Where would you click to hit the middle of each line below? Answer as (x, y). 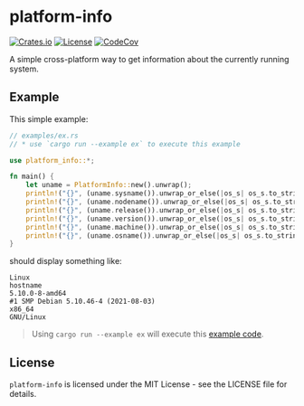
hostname (26, 286)
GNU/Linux (28, 317)
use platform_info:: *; (52, 160)
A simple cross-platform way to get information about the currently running (149, 59)
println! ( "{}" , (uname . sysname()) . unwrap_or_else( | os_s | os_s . (147, 194)
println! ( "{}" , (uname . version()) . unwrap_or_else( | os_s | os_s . (147, 219)
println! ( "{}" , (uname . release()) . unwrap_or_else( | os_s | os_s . (147, 210)
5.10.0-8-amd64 (38, 294)
